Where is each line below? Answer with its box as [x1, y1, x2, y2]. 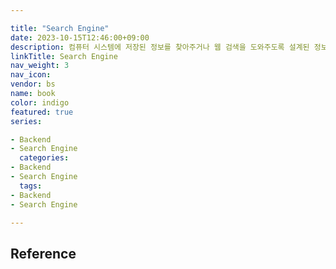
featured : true [10, 107, 74, 117]
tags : [19, 181, 43, 191]
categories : [19, 153, 70, 163]
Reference [10, 245, 77, 262]
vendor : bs [10, 79, 56, 90]
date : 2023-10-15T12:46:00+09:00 [10, 32, 150, 43]
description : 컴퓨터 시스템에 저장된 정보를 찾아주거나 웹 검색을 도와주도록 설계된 [10, 42, 310, 52]
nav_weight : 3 [10, 61, 70, 71]
